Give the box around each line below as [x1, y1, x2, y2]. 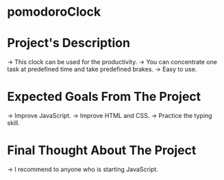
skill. [7, 119, 21, 127]
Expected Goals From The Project [7, 89, 201, 104]
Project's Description [7, 35, 130, 51]
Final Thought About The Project [7, 142, 197, 158]
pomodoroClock [7, 4, 101, 20]
